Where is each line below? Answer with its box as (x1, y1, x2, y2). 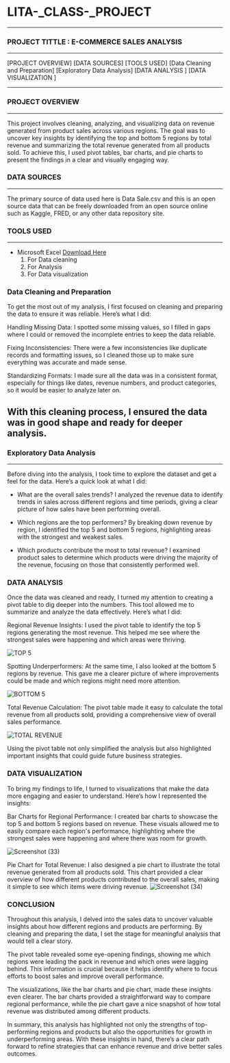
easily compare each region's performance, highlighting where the (7, 827, 195, 835)
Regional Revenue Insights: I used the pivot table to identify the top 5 (7, 621, 201, 629)
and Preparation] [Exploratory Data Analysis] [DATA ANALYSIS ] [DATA (7, 66, 207, 75)
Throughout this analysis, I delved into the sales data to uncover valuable (7, 915, 214, 923)
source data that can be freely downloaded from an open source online (7, 201, 208, 210)
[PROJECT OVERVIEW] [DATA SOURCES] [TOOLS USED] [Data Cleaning (7, 59, 212, 67)
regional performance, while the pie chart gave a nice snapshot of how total (7, 1000, 221, 1008)
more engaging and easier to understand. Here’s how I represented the (7, 792, 207, 800)
